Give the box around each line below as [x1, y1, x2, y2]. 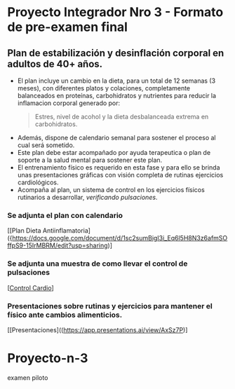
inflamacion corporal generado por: [17, 99, 121, 107]
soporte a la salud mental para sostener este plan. [17, 156, 163, 164]
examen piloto [7, 373, 48, 382]
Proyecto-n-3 [7, 350, 88, 367]
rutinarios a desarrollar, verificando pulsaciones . [17, 193, 158, 201]
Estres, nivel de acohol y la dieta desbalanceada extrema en [34, 113, 209, 121]
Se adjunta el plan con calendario [7, 210, 123, 220]
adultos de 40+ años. [7, 57, 103, 70]
